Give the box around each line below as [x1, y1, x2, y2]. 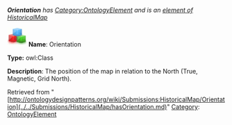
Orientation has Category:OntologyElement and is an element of [7, 6, 193, 14]
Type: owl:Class [7, 53, 53, 62]
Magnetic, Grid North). [7, 74, 72, 83]
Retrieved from [7, 88, 50, 96]
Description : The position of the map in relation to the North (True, [7, 67, 198, 75]
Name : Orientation [28, 40, 81, 48]
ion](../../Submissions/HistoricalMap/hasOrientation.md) [7, 103, 167, 110]
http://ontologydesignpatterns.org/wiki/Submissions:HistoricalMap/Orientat [9, 95, 226, 103]
